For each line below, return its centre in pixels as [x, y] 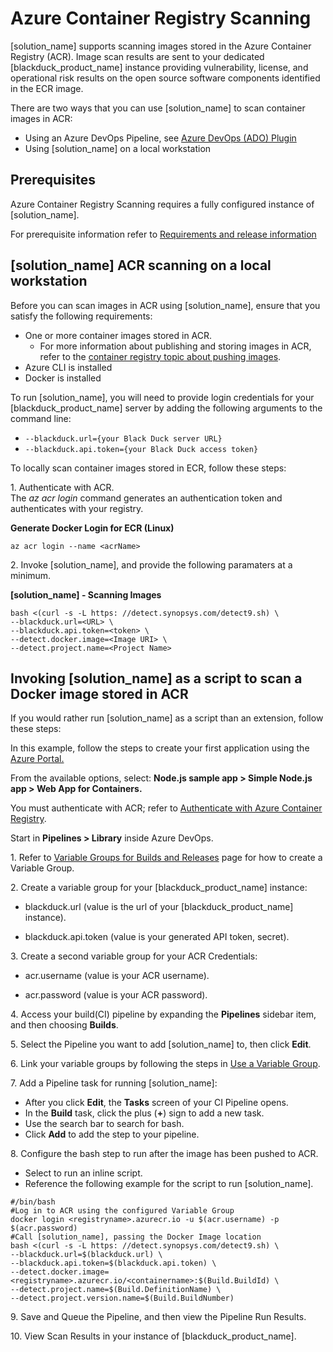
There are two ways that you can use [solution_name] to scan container [158, 108]
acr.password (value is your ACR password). [116, 995]
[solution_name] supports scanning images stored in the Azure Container [161, 46]
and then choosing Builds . [64, 1025]
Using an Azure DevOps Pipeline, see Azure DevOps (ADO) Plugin [160, 138]
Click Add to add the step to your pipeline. [112, 1134]
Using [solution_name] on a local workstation [118, 148]
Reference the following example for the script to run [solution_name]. [169, 1184]
